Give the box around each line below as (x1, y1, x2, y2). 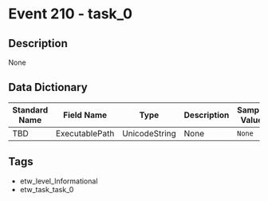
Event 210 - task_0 (8, 5, 133, 23)
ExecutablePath (55, 128, 115, 139)
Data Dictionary (8, 81, 88, 94)
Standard (12, 104, 49, 116)
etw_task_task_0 (19, 184, 74, 194)
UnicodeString (122, 128, 177, 139)
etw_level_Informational (19, 176, 98, 186)
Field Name (63, 109, 108, 120)
